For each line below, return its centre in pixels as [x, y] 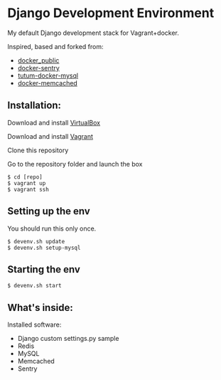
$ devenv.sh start [34, 286]
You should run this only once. [52, 228]
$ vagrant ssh [28, 189]
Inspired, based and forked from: [56, 46]
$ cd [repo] [25, 177]
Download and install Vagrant [50, 136]
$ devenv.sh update [36, 241]
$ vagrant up [27, 183]
